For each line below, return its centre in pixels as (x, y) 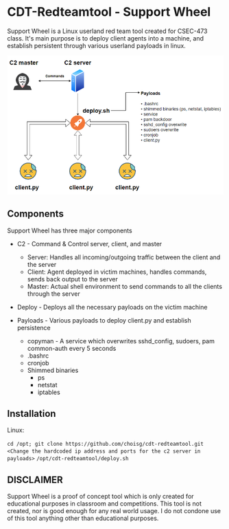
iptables (49, 392)
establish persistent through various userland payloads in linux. (97, 45)
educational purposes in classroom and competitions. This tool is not (105, 504)
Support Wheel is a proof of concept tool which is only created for (100, 497)
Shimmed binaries (53, 370)
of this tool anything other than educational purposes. (83, 518)
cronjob (38, 363)
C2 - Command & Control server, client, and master (89, 244)
